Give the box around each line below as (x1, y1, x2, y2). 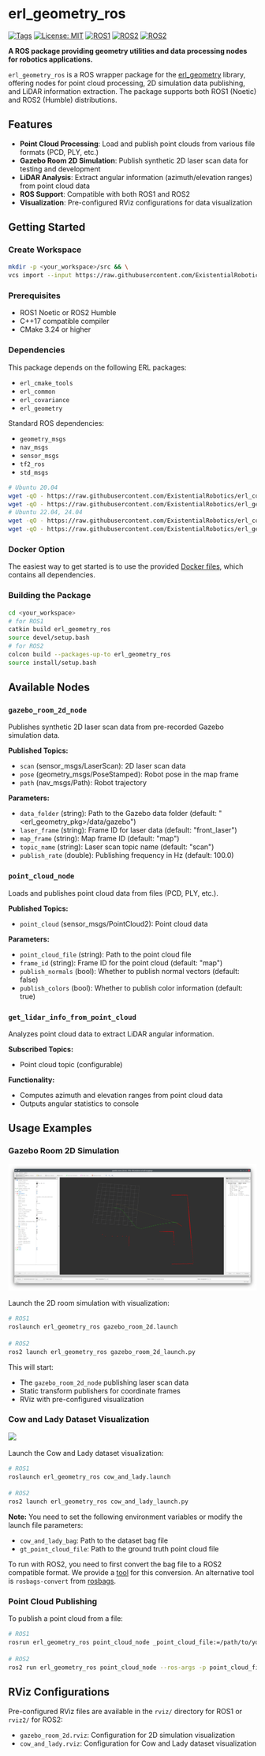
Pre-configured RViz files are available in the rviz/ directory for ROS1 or (8, 1706, 243, 1716)
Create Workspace (8, 244, 82, 255)
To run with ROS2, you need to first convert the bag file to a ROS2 (8, 1559, 222, 1569)
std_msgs (19, 468, 49, 476)
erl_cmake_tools (19, 379, 73, 387)
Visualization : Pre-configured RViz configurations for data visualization (19, 197, 252, 207)
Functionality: (8, 1075, 55, 1085)
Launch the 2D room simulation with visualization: (8, 1299, 170, 1308)
